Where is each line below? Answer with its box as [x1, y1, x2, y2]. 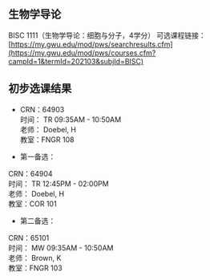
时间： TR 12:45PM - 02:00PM [8, 179, 110, 189]
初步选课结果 [8, 82, 72, 95]
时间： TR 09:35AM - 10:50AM [19, 115, 122, 124]
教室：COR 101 [8, 199, 58, 209]
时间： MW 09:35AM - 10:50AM [8, 243, 114, 253]
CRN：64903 [19, 104, 65, 114]
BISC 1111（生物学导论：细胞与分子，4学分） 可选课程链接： [8, 30, 206, 40]
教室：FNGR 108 [19, 135, 75, 144]
